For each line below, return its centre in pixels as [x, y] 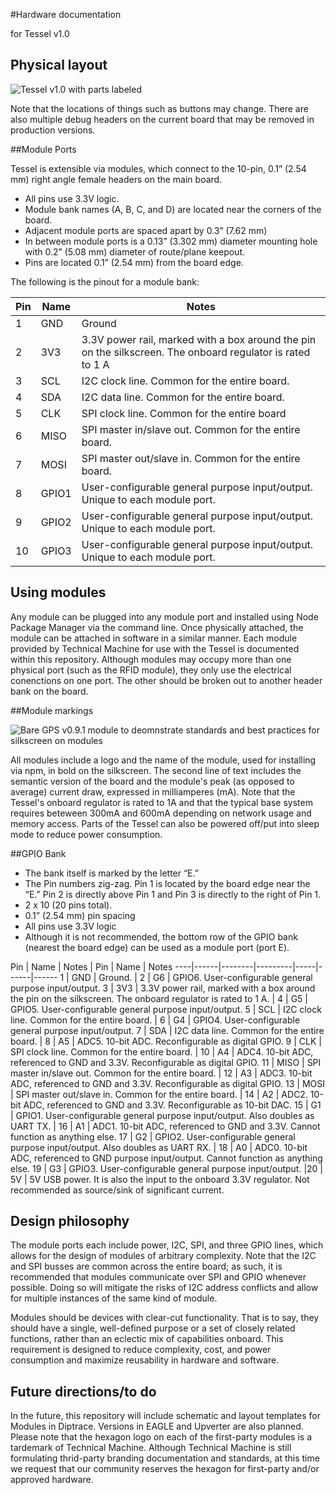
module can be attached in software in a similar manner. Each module [154, 638]
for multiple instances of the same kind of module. [114, 1298]
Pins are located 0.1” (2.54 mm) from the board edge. [134, 262]
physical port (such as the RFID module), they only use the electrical [151, 670]
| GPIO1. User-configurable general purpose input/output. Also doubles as [162, 1115]
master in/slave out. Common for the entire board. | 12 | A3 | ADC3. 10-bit [161, 1073]
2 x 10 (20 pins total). [68, 905]
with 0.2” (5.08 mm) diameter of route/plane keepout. [134, 251]
